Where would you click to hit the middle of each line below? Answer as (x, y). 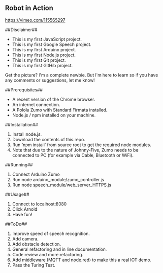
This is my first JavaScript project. (47, 39)
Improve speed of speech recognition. (51, 234)
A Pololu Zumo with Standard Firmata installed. (60, 110)
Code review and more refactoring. (48, 254)
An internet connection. (36, 104)
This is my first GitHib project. (42, 65)
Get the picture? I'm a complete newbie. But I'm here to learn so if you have (82, 75)
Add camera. (25, 238)
